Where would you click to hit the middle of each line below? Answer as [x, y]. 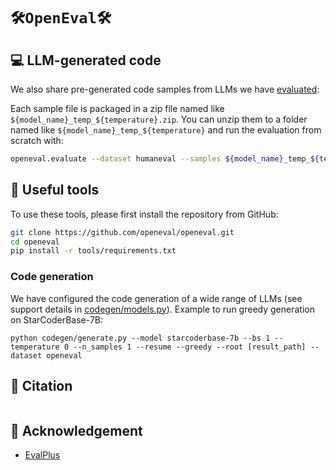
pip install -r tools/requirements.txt [93, 251]
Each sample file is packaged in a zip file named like [117, 108]
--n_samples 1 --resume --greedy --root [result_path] [190, 347]
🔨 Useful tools [55, 190]
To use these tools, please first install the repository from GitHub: [144, 214]
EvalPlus [42, 455]
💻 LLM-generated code [86, 60]
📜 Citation [41, 386]
